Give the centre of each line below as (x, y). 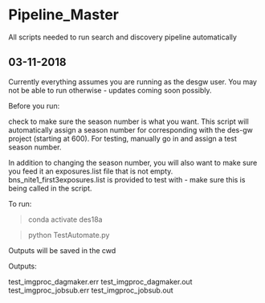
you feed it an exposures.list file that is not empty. (91, 171)
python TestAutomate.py (69, 235)
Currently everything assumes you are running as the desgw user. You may (132, 81)
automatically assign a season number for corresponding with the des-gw (130, 129)
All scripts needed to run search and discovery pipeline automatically (122, 37)
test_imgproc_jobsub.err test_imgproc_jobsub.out (91, 290)
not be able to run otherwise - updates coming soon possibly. (110, 90)
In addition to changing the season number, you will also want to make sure (133, 162)
